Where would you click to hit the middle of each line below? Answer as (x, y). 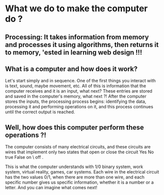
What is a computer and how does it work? (71, 69)
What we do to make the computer (76, 9)
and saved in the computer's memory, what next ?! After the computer (76, 97)
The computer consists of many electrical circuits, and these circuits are (78, 147)
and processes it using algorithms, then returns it (82, 45)
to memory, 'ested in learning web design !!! (74, 52)
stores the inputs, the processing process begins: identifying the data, (76, 101)
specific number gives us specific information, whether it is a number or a (80, 182)
